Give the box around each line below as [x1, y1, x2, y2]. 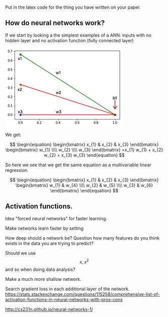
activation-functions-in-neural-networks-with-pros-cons [5, 296, 123, 303]
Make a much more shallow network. [5, 276, 82, 282]
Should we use [5, 250, 36, 256]
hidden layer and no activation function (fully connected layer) [5, 37, 134, 43]
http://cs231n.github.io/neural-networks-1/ [5, 306, 93, 312]
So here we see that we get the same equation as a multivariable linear [5, 162, 151, 168]
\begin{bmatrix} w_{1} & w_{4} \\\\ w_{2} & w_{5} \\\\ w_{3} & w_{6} [16, 182, 153, 188]
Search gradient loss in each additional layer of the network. [5, 286, 130, 292]
